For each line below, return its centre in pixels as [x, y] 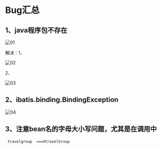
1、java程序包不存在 [36, 30]
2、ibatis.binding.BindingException [62, 100]
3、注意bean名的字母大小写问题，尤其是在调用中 [81, 129]
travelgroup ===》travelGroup [38, 142]
